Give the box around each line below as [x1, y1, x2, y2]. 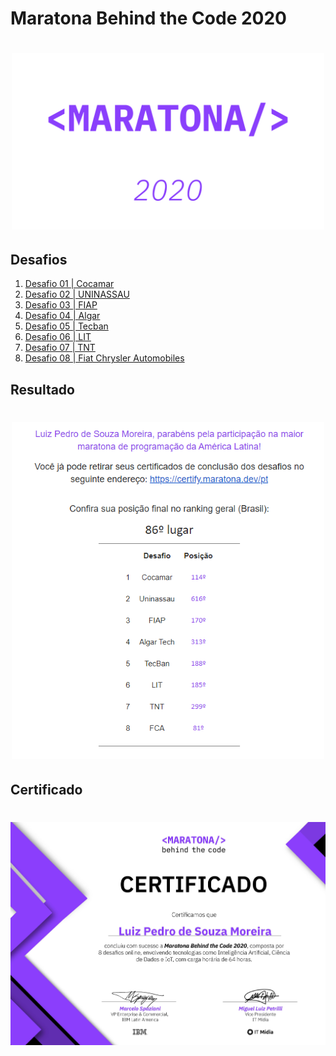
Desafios [10, 252, 68, 269]
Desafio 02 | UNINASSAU [24, 288, 130, 301]
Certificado [10, 781, 83, 798]
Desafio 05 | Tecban [24, 320, 109, 332]
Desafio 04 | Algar [24, 310, 101, 322]
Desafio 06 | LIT [24, 331, 92, 343]
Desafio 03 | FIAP [24, 299, 98, 311]
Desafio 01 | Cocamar [24, 278, 115, 290]
